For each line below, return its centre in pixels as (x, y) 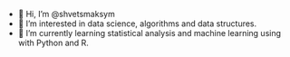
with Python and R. (53, 43)
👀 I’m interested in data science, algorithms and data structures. (137, 24)
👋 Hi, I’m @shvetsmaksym (66, 14)
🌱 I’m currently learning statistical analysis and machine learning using (150, 33)
